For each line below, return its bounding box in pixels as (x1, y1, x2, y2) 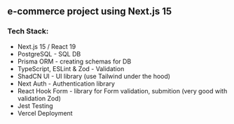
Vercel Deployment (17, 109, 73, 117)
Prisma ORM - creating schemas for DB (17, 57, 132, 65)
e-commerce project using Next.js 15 (7, 6, 172, 17)
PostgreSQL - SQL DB (17, 49, 81, 58)
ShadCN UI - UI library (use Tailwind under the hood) (17, 72, 170, 80)
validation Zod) (17, 94, 62, 102)
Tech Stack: (7, 26, 49, 36)
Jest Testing (17, 101, 54, 110)
